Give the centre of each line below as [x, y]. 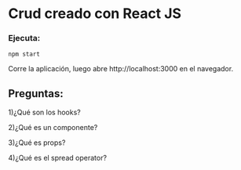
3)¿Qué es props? [37, 143]
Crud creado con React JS [95, 14]
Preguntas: [36, 94]
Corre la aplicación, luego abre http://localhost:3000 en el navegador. [121, 69]
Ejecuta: [24, 38]
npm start [24, 54]
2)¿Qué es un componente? [53, 128]
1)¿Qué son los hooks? [44, 112]
